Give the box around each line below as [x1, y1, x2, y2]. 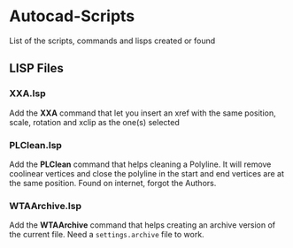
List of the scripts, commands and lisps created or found [9, 35, 216, 46]
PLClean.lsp [9, 139, 62, 151]
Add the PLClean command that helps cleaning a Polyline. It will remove [9, 159, 272, 169]
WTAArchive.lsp [9, 199, 82, 212]
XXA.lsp [9, 87, 46, 100]
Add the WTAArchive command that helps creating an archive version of [9, 220, 276, 230]
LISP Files [9, 61, 65, 76]
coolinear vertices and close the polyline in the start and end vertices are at [9, 168, 285, 178]
